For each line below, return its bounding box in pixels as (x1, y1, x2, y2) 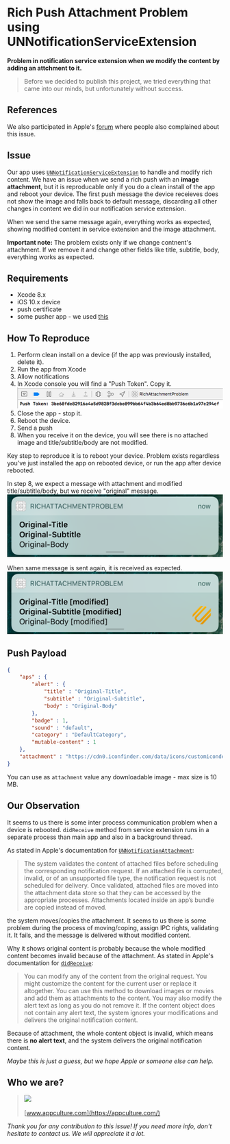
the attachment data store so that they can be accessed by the (23, 888, 201, 897)
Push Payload (7, 648, 67, 659)
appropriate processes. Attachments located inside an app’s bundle (23, 896, 214, 904)
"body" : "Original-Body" (43, 703, 118, 709)
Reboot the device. (16, 416, 71, 424)
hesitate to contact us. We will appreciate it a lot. (7, 1130, 146, 1138)
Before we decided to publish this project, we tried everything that (23, 77, 211, 85)
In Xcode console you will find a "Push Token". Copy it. (16, 380, 172, 388)
